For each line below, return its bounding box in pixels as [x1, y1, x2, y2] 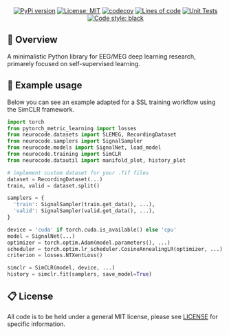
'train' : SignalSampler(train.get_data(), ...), [13, 201, 155, 208]
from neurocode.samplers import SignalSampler [7, 138, 143, 145]
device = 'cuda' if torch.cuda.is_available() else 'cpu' [7, 226, 177, 233]
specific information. [7, 320, 66, 328]
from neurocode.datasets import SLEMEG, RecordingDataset [7, 131, 177, 139]
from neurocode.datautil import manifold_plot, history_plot [7, 156, 186, 164]
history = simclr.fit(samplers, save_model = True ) [7, 271, 153, 278]
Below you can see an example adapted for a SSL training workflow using [7, 98, 216, 106]
